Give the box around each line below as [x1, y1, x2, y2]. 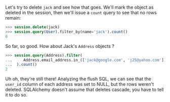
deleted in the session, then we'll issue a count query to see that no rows [5, 10, 157, 16]
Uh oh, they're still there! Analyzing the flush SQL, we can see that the [5, 76, 151, 82]
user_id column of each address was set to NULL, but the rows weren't [5, 81, 154, 87]
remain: [5, 15, 21, 21]
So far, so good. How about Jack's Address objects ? [5, 43, 115, 49]
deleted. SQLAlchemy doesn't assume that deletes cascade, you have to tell [5, 86, 164, 92]
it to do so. [5, 92, 28, 98]
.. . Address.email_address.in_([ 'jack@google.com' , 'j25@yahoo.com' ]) [5, 57, 166, 62]
